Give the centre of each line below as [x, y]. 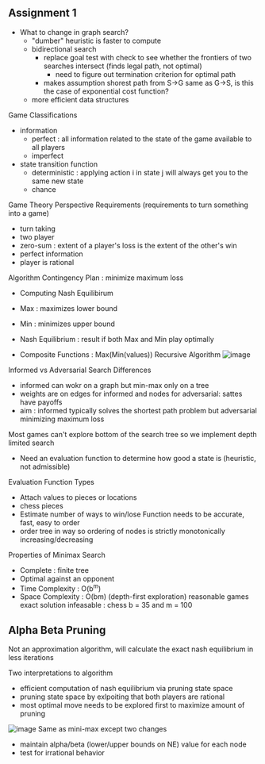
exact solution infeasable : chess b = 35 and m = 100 [106, 605]
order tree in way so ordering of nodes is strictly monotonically [123, 531]
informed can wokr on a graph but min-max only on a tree [114, 385]
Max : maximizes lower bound [68, 308]
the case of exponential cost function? [106, 91]
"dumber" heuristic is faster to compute [96, 40]
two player [37, 236]
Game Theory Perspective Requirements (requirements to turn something [128, 205]
